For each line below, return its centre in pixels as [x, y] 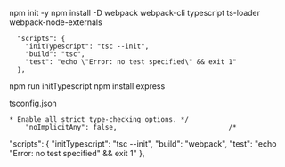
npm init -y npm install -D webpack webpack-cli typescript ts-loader [135, 13]
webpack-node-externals [56, 22]
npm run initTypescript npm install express [87, 86]
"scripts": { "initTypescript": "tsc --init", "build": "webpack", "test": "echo [143, 144]
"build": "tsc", [56, 54]
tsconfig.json [33, 103]
